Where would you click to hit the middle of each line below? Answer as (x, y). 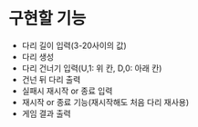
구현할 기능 (47, 19)
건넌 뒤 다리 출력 (51, 79)
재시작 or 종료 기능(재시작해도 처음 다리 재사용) (105, 102)
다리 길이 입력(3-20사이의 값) (74, 45)
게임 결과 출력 (46, 113)
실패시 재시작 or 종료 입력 (67, 91)
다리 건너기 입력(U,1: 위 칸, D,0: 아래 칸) (92, 68)
